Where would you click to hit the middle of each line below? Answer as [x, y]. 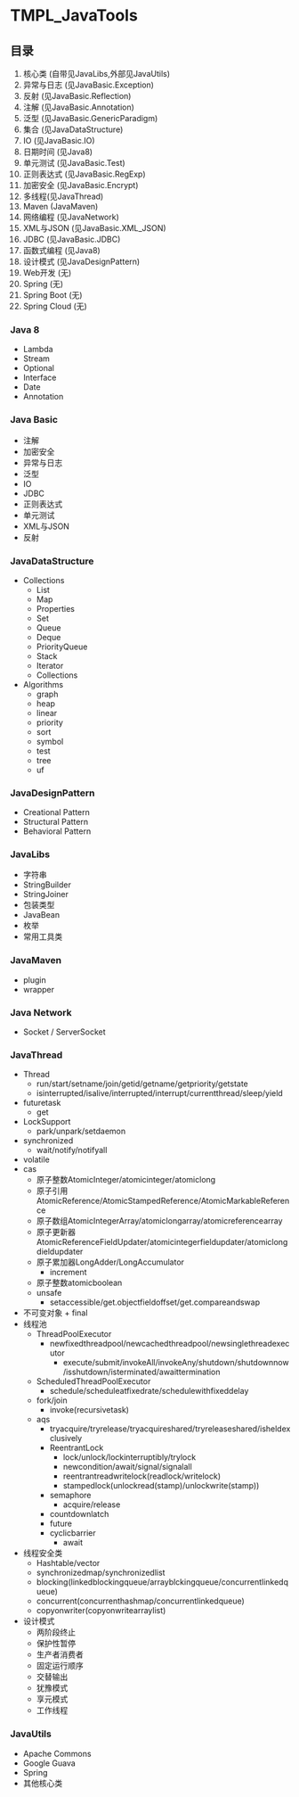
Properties [55, 608]
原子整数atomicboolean [79, 1283]
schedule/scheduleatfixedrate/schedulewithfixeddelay [149, 1391]
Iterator [50, 665]
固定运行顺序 [60, 1666]
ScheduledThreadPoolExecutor [93, 1381]
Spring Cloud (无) [55, 306]
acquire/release [92, 1504]
